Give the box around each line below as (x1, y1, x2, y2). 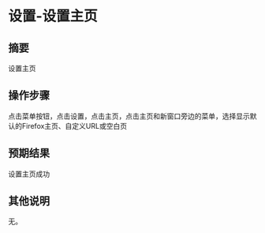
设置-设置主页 (8, 7, 99, 25)
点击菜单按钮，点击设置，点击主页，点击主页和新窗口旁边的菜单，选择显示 (8, 111, 250, 121)
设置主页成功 (8, 169, 50, 179)
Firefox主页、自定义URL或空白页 (21, 121, 128, 130)
